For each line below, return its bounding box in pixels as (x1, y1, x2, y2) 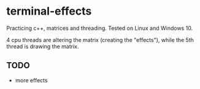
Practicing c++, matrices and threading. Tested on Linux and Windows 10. (6, 24, 193, 32)
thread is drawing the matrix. (6, 43, 79, 50)
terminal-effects (6, 4, 92, 18)
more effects (15, 76, 48, 84)
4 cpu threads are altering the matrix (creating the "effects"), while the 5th (6, 36, 194, 43)
